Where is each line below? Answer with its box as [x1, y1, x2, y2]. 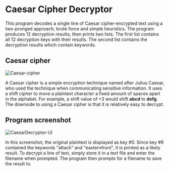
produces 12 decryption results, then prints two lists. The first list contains [5, 31, 159, 37]
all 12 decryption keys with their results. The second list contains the [5, 36, 147, 42]
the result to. [5, 160, 32, 166]
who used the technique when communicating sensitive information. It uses [5, 85, 162, 91]
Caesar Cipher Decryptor [5, 4, 112, 15]
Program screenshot [5, 116, 72, 124]
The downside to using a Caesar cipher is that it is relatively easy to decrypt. [5, 101, 164, 107]
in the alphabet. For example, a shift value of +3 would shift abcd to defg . [5, 96, 158, 102]
